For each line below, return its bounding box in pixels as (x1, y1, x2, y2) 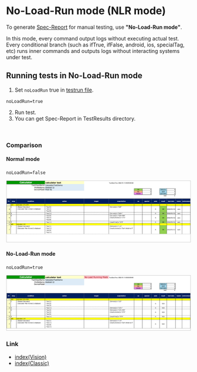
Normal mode (6, 156, 40, 163)
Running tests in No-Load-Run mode (6, 71, 142, 81)
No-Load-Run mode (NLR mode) (6, 4, 166, 18)
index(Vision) (14, 353, 47, 360)
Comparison (6, 141, 42, 149)
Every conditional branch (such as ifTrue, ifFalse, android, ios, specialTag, (6, 41, 185, 48)
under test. (6, 53, 33, 61)
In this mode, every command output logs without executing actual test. (6, 35, 179, 42)
